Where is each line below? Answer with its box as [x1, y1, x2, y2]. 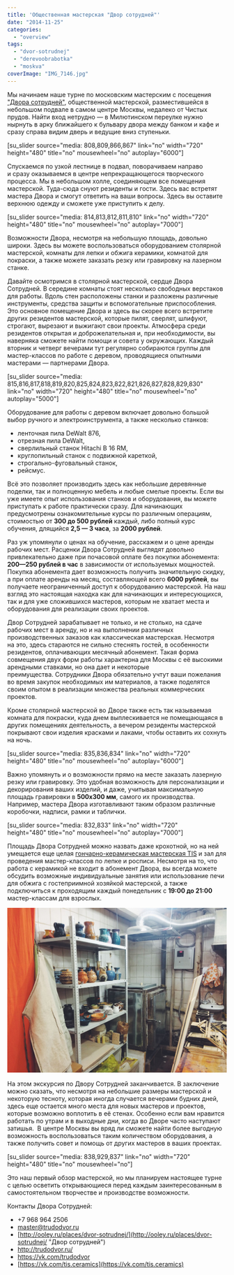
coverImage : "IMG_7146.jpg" [7, 70, 89, 77]
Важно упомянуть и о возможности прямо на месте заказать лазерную [7, 770, 221, 779]
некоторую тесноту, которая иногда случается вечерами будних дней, [7, 1095, 219, 1103]
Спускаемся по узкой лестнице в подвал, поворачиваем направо [7, 161, 203, 171]
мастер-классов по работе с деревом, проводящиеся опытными [7, 351, 202, 359]
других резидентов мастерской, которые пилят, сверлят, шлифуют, [7, 314, 208, 322]
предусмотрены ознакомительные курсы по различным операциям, [7, 509, 212, 517]
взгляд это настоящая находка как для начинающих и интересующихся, [7, 589, 223, 598]
